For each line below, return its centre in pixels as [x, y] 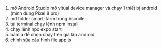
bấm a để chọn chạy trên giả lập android [52, 35]
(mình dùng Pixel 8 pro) [34, 13]
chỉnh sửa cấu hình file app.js [41, 40]
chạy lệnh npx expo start [36, 29]
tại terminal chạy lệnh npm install [45, 24]
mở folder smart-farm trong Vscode [47, 18]
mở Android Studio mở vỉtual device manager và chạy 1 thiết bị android [84, 8]
